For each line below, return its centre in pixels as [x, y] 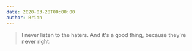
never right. [36, 41]
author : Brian [24, 18]
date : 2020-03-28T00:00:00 [41, 12]
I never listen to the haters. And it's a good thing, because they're [104, 35]
